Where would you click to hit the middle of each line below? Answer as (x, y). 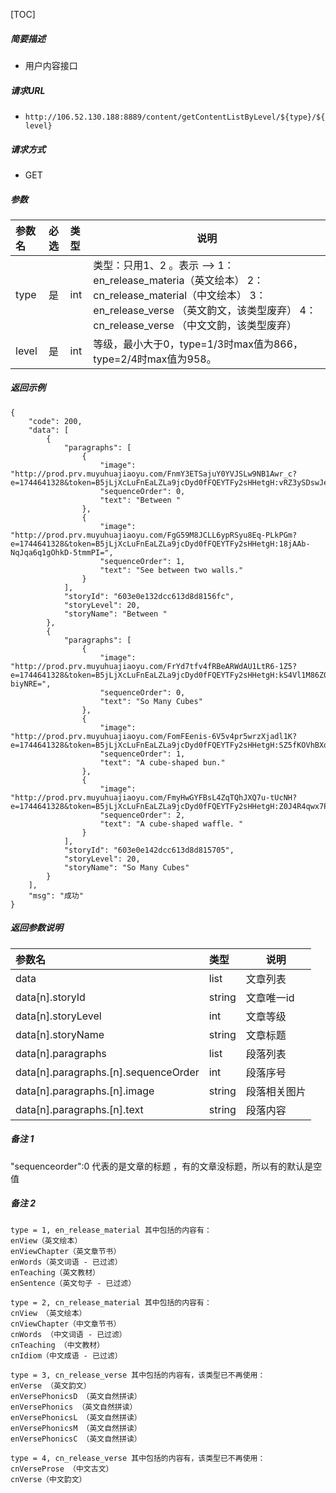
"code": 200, (55, 421)
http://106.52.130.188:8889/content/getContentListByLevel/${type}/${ (175, 117)
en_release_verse (134, 310)
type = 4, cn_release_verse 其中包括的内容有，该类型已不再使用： (138, 1458)
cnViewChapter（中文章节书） (66, 1324)
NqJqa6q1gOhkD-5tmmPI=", (62, 552)
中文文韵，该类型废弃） (242, 325)
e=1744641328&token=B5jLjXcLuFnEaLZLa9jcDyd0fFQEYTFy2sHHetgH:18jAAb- (160, 544)
